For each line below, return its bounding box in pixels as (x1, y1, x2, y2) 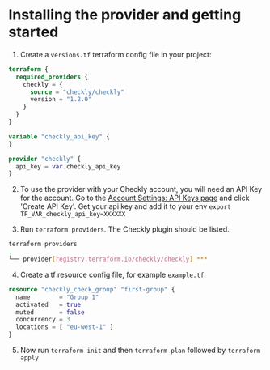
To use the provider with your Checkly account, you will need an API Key (19, 185, 263, 194)
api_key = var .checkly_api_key (15, 162, 121, 171)
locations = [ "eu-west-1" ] (15, 323, 114, 331)
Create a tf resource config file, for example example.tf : (19, 270, 206, 279)
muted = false (15, 308, 85, 317)
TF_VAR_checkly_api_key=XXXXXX (19, 211, 126, 219)
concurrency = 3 (15, 316, 70, 324)
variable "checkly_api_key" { (8, 132, 111, 141)
